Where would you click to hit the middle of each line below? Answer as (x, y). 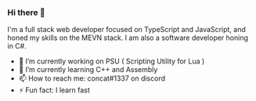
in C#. (17, 46)
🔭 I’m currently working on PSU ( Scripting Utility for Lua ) (112, 61)
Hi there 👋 (27, 13)
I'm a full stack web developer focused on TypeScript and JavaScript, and (126, 30)
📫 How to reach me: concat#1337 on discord (92, 78)
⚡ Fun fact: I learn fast (54, 90)
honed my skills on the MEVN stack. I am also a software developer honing (128, 38)
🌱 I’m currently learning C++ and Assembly (88, 70)
